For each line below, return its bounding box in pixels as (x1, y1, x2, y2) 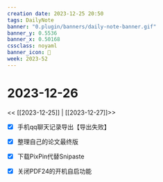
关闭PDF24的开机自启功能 (17, 167, 92, 175)
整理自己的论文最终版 (17, 137, 78, 146)
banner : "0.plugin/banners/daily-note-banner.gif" (7, 23, 157, 30)
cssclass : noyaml (7, 42, 58, 49)
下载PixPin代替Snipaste (17, 152, 85, 160)
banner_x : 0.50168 (7, 36, 60, 43)
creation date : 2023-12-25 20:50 (7, 10, 104, 17)
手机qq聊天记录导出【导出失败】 (17, 122, 110, 131)
